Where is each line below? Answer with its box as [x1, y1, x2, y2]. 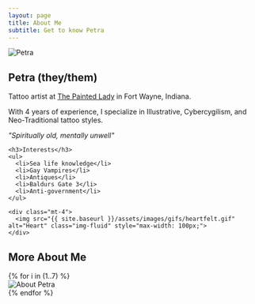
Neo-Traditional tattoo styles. [8, 115, 104, 125]
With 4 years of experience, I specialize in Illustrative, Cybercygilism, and [8, 107, 247, 117]
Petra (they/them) [8, 70, 97, 84]
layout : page [8, 11, 51, 20]
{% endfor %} [8, 288, 54, 297]
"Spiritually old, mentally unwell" [8, 131, 115, 141]
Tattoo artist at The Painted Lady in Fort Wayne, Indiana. [8, 92, 192, 101]
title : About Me [8, 19, 62, 27]
